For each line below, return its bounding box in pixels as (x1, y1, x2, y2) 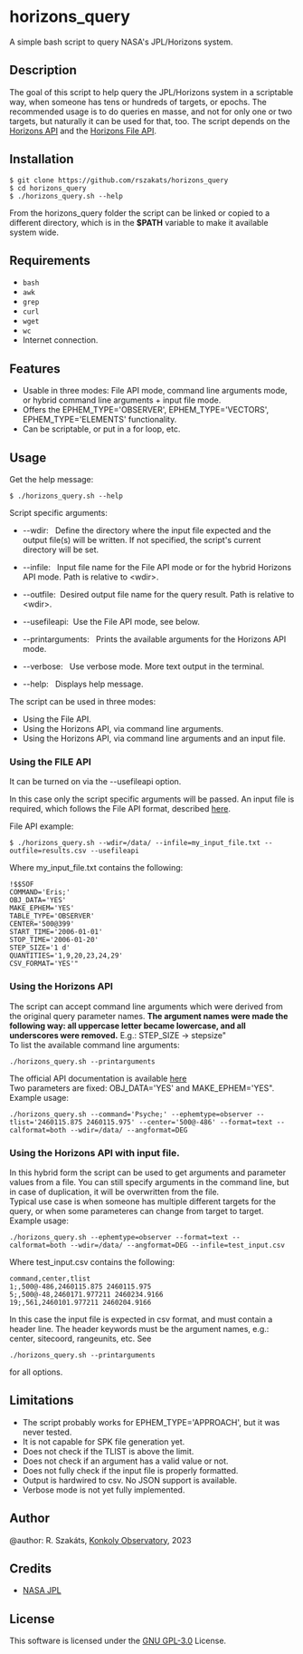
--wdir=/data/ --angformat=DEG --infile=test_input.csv (70, 1240, 285, 1250)
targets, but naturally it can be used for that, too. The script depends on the (9, 115, 291, 126)
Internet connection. (22, 335, 99, 345)
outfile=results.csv (9, 846, 88, 856)
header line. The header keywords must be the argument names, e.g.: (9, 1323, 270, 1334)
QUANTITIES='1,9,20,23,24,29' (9, 951, 124, 960)
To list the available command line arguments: (9, 1039, 180, 1050)
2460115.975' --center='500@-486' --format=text (86, 1117, 273, 1126)
